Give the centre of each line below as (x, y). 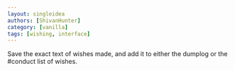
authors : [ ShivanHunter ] (44, 21)
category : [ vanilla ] (38, 27)
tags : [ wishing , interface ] (49, 34)
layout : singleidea (36, 14)
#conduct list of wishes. (43, 62)
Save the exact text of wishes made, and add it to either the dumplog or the (117, 54)
